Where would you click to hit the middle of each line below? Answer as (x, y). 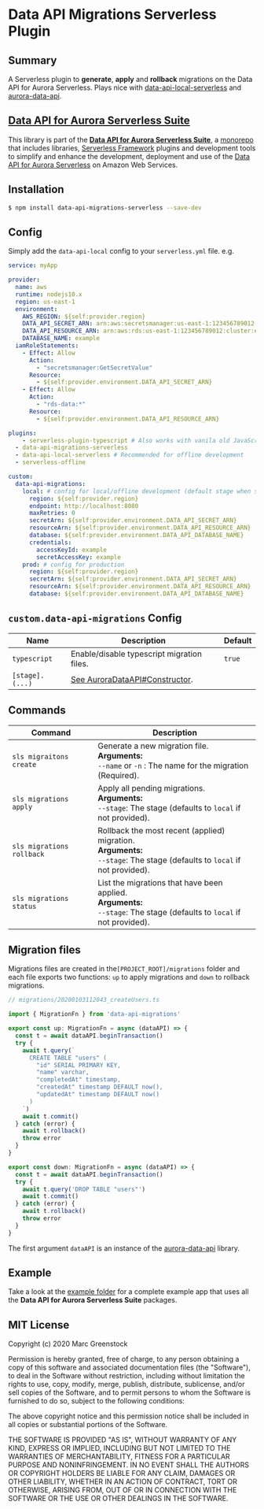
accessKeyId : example (72, 550)
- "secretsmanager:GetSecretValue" (95, 368)
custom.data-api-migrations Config (95, 619)
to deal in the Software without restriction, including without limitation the (126, 1376)
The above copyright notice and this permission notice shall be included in (128, 1416)
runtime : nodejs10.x (49, 294)
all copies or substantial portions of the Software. (88, 1425)
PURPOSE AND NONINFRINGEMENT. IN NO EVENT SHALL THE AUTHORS (129, 1465)
